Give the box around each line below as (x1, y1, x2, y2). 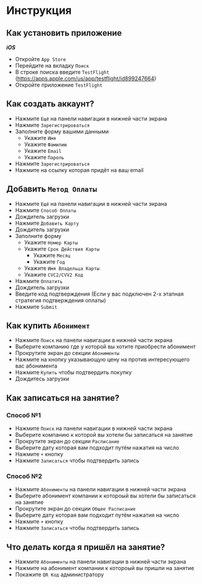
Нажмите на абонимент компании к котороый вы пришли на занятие (15, 565, 195, 572)
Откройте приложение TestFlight (15, 81, 103, 88)
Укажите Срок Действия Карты (24, 245, 100, 252)
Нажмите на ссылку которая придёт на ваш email (15, 166, 144, 173)
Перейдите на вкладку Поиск (15, 62, 89, 69)
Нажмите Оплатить (15, 277, 63, 285)
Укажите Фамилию (24, 141, 67, 148)
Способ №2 (6, 472, 42, 480)
